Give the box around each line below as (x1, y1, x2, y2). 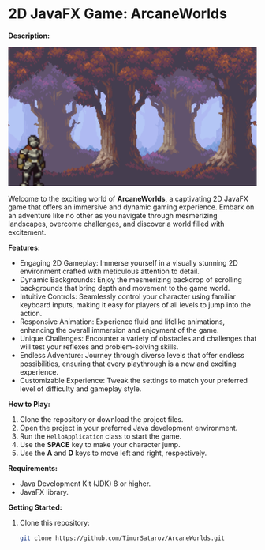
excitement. (8, 227, 47, 237)
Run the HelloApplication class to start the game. (19, 431, 182, 441)
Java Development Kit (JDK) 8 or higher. (19, 479, 151, 488)
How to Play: (8, 399, 50, 409)
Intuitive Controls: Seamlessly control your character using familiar (19, 292, 237, 301)
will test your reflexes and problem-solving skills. (19, 341, 179, 352)
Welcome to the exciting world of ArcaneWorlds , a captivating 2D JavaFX (8, 194, 248, 203)
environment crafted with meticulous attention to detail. (19, 266, 200, 276)
